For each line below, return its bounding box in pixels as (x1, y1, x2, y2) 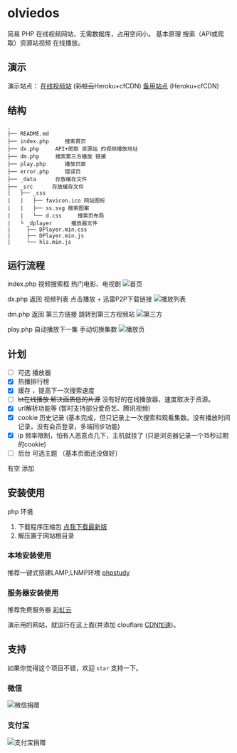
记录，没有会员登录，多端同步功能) (17, 422, 120, 431)
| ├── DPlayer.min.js (7, 232, 84, 240)
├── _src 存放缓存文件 (7, 183, 84, 190)
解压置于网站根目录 (17, 531, 75, 540)
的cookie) (17, 440, 46, 449)
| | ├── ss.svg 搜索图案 (7, 205, 90, 212)
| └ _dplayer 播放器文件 (7, 220, 98, 227)
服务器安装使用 (7, 588, 59, 598)
